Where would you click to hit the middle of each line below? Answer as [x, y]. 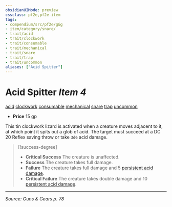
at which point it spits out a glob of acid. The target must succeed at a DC [83, 132]
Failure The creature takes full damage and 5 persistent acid [89, 168]
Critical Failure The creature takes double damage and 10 [86, 179]
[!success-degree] [37, 147]
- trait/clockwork [25, 39]
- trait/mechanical [26, 48]
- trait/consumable [26, 43]
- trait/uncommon [24, 62]
